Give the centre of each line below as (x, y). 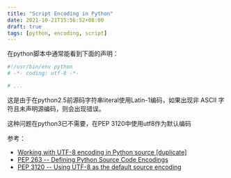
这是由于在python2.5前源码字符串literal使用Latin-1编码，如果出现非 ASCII (112, 100)
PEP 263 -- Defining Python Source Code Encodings (93, 159)
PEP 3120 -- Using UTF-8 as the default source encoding (99, 167)
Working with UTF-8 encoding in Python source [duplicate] (102, 152)
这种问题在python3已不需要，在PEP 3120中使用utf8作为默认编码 (99, 123)
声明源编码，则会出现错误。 (65, 108)
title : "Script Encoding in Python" (60, 14)
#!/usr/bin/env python (40, 67)
